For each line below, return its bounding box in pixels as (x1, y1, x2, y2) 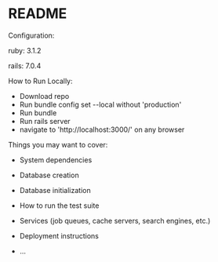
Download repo (19, 91, 70, 100)
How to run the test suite (19, 201, 100, 210)
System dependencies (19, 155, 93, 165)
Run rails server (19, 116, 71, 126)
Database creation (19, 170, 80, 180)
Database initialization (19, 185, 92, 195)
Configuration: (8, 31, 55, 40)
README (8, 5, 67, 23)
